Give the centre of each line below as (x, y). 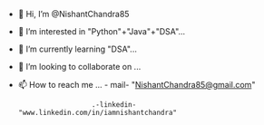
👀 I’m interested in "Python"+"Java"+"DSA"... (102, 31)
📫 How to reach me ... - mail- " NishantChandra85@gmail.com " (137, 85)
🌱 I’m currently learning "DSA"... (78, 49)
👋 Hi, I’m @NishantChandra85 (73, 14)
